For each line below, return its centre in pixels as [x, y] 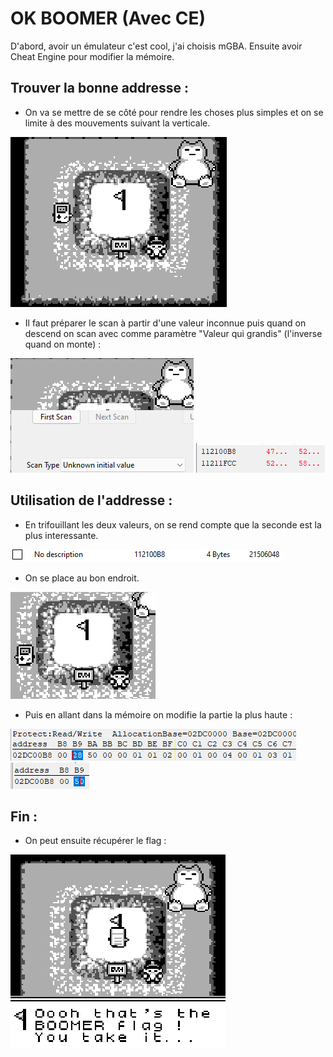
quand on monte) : [63, 344]
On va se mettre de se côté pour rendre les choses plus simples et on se [174, 112]
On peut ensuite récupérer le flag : [95, 841]
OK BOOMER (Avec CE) [108, 18]
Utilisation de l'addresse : [91, 500]
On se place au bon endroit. [82, 578]
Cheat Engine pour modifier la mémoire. [92, 56]
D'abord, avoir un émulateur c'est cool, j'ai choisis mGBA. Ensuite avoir [156, 46]
